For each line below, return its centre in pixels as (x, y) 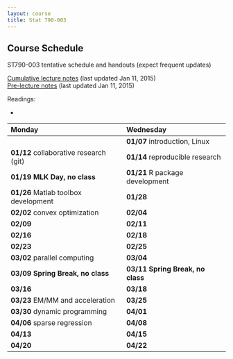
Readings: (21, 99)
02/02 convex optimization (55, 212)
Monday (25, 130)
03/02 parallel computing (52, 258)
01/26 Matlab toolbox (46, 193)
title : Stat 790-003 (37, 20)
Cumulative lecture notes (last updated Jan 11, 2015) (81, 78)
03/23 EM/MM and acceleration (63, 301)
